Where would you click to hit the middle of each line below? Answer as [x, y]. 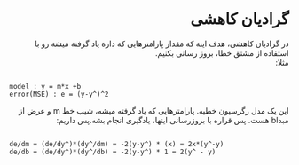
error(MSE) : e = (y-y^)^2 [59, 94]
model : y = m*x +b [45, 86]
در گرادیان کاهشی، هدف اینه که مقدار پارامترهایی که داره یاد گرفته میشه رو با [161, 43]
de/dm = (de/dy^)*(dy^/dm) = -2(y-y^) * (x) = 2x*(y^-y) [117, 144]
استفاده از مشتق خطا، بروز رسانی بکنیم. [222, 52]
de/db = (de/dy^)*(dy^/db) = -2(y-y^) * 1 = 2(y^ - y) [113, 152]
